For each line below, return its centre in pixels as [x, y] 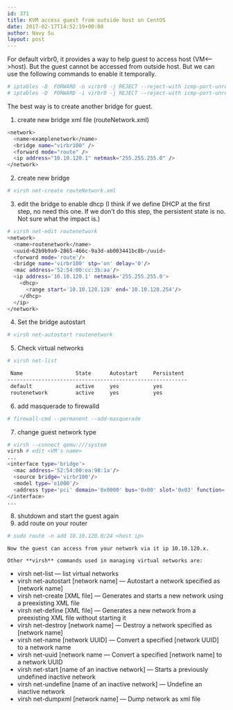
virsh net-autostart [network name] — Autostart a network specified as [119, 581]
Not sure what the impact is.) [59, 219]
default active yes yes [86, 386]
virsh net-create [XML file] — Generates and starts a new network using [120, 596]
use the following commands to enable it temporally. [82, 74]
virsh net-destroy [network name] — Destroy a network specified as [115, 625]
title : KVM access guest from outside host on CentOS [87, 20]
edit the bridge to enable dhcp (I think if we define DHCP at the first [113, 204]
